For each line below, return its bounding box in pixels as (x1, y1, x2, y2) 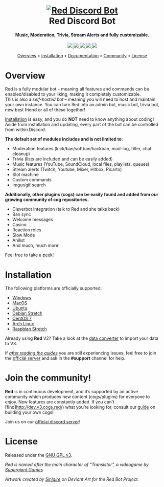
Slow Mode (12, 232, 35, 238)
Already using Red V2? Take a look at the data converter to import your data (5, 335, 159, 341)
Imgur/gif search (12, 182, 46, 188)
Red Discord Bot (48, 16, 116, 26)
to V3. (5, 341, 17, 347)
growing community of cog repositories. (5, 197, 89, 202)
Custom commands (12, 177, 52, 183)
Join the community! (5, 373, 92, 383)
